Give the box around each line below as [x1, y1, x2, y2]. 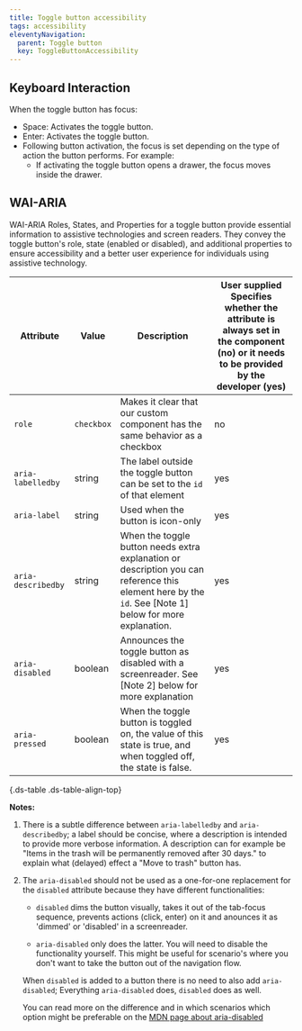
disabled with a [120, 656, 184, 669]
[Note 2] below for [120, 679, 199, 692]
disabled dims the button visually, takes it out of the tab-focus [35, 901, 266, 912]
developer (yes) [216, 380, 286, 393]
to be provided [218, 357, 283, 370]
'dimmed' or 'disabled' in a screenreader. [35, 920, 189, 932]
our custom [120, 406, 169, 419]
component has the [120, 418, 202, 430]
